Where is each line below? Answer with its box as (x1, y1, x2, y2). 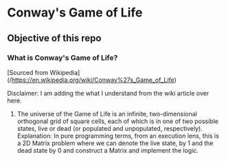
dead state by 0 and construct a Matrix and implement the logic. (16, 146, 199, 154)
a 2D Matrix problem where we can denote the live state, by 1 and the (16, 139, 214, 147)
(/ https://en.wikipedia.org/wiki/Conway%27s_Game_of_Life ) (7, 76, 177, 84)
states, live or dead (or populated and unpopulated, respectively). (16, 124, 203, 132)
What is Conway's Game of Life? (7, 53, 118, 63)
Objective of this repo (7, 32, 102, 44)
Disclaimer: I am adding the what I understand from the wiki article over (7, 89, 210, 97)
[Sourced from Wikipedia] (7, 68, 80, 76)
